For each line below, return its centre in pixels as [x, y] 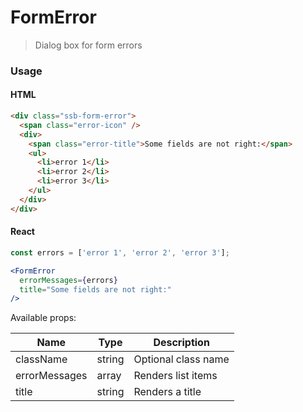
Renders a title [167, 392]
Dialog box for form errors [88, 45]
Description [181, 343]
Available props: [43, 318]
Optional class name [181, 359]
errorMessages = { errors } [68, 280]
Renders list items [175, 376]
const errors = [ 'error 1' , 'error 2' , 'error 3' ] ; [120, 252]
